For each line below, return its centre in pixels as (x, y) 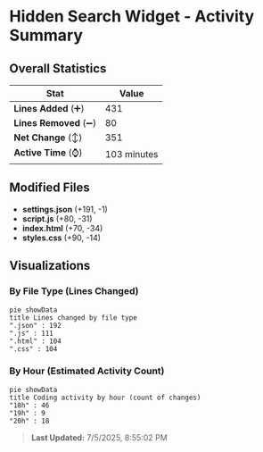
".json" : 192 (36, 325)
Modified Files (50, 188)
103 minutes (131, 154)
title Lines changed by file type (74, 318)
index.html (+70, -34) (62, 228)
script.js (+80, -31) (57, 218)
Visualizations (50, 266)
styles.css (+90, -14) (61, 238)
